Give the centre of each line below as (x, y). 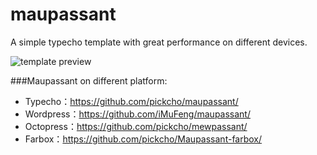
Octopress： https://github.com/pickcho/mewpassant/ (136, 126)
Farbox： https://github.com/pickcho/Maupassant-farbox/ (143, 139)
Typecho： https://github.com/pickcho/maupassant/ (131, 101)
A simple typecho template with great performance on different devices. (159, 42)
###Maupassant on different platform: (89, 80)
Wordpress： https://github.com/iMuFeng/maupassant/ (137, 114)
